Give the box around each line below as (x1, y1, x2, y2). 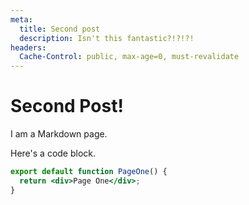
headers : (10, 42, 47, 53)
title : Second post (19, 24, 101, 34)
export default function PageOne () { (10, 167, 168, 177)
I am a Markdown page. (10, 128, 108, 140)
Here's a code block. (10, 147, 97, 160)
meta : (10, 14, 33, 25)
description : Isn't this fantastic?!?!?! (19, 33, 195, 43)
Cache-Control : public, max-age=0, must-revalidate (19, 52, 240, 62)
